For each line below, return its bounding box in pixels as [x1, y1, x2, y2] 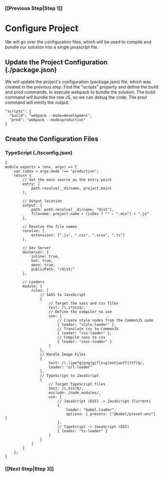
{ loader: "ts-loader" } [57, 429, 108, 434]
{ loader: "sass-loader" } [57, 339, 112, 344]
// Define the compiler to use [48, 310, 112, 314]
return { [14, 173, 32, 178]
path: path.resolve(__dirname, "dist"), [31, 207, 114, 212]
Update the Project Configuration [5, 58, 108, 67]
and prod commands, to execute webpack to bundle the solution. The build [5, 89, 156, 95]
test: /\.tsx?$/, [48, 386, 84, 391]
